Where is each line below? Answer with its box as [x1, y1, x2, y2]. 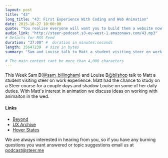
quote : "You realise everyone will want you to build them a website [5, 26, 153, 31]
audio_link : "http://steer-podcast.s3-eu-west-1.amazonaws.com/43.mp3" [5, 31, 157, 36]
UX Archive [12, 121, 36, 127]
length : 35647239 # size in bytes [5, 45, 79, 50]
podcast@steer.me [5, 147, 44, 153]
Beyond [12, 116, 28, 122]
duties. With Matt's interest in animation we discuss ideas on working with [5, 88, 158, 94]
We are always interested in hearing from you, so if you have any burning [5, 136, 156, 142]
